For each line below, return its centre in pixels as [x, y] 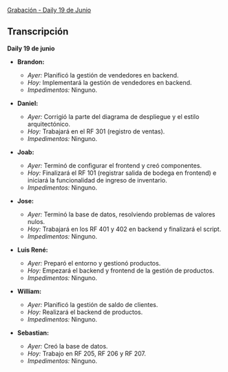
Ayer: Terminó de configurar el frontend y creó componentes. [114, 165]
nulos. [36, 221]
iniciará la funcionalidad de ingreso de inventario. [97, 180]
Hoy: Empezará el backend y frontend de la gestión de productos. [121, 270]
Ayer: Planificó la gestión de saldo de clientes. [93, 304]
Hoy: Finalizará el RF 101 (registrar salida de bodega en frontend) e [122, 173]
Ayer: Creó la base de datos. [68, 346]
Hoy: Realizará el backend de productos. [85, 312]
